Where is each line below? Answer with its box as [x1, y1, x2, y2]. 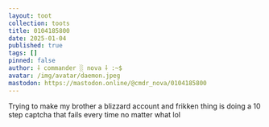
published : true [8, 42, 63, 50]
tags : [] [8, 49, 38, 57]
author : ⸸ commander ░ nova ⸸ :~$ [8, 64, 122, 72]
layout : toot [8, 11, 52, 20]
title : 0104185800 [8, 27, 70, 35]
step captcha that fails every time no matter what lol [8, 109, 181, 119]
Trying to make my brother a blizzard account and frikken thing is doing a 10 [8, 101, 261, 111]
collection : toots [8, 19, 70, 27]
